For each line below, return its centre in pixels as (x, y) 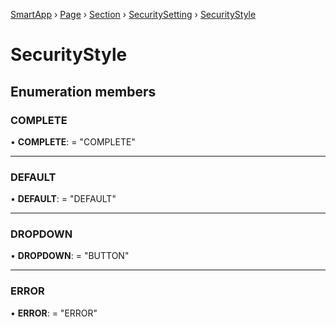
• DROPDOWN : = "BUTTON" (70, 256)
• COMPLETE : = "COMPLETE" (73, 141)
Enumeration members (83, 91)
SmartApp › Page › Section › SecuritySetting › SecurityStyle (133, 14)
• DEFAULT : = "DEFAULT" (63, 199)
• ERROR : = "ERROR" (54, 313)
